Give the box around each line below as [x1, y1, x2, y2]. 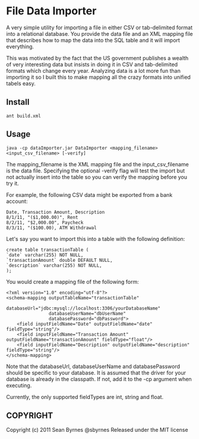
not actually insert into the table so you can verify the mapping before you [6, 173, 187, 180]
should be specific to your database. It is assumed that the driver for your [6, 369, 186, 376]
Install [6, 97, 30, 107]
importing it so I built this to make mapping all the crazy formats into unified [6, 73, 191, 81]
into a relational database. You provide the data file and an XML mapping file [6, 30, 193, 37]
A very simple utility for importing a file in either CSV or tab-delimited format [6, 24, 193, 31]
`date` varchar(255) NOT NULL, [6, 252, 84, 258]
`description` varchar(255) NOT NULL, [6, 262, 102, 268]
